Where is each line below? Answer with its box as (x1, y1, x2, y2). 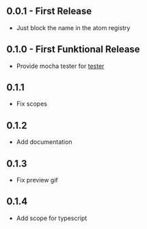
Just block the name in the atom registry (16, 23, 131, 32)
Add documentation (16, 138, 72, 146)
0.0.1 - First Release (6, 5, 92, 17)
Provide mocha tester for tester (16, 62, 105, 70)
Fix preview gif (16, 176, 59, 184)
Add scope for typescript (16, 214, 88, 222)
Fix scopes (16, 99, 47, 108)
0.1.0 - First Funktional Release (6, 44, 141, 56)
